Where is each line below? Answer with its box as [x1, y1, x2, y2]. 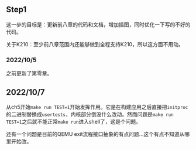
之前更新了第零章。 [6, 70, 53, 77]
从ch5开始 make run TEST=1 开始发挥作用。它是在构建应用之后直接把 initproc [6, 103, 188, 110]
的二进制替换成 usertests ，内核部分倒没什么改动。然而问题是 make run [6, 111, 174, 118]
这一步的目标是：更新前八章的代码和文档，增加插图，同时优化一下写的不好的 [6, 21, 191, 28]
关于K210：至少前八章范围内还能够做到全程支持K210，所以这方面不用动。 [6, 40, 184, 47]
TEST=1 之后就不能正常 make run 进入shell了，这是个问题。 [6, 118, 142, 125]
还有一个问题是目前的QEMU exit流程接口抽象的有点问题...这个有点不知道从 [6, 130, 185, 137]
